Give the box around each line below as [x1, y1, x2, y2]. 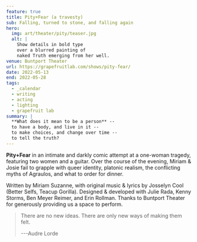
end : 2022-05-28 [6, 75, 46, 80]
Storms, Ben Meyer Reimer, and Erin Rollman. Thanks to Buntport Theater [6, 194, 185, 201]
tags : [6, 80, 20, 86]
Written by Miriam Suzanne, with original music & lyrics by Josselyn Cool [6, 182, 184, 189]
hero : [6, 25, 20, 31]
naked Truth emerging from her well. [17, 53, 110, 59]
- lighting [11, 102, 38, 108]
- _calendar [11, 86, 41, 92]
